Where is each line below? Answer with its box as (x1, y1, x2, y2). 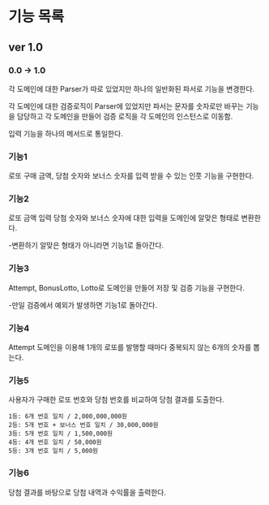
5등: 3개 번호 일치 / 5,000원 (8, 447, 99, 455)
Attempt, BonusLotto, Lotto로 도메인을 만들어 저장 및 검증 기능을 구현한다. (8, 283, 246, 292)
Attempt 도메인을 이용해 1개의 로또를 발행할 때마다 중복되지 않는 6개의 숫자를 (8, 343, 252, 352)
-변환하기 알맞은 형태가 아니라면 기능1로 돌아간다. (8, 240, 164, 250)
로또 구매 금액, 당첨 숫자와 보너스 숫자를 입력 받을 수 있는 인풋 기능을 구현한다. (8, 171, 254, 181)
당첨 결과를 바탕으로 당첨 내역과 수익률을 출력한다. (8, 487, 167, 497)
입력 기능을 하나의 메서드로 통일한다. (8, 128, 123, 138)
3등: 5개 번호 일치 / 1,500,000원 (8, 429, 113, 438)
